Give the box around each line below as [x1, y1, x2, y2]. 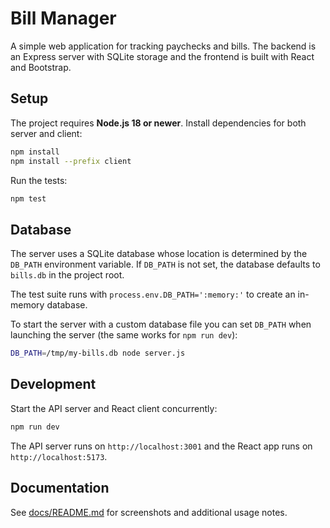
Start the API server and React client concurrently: [10, 402, 218, 414]
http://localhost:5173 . [10, 450, 108, 462]
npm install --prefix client [10, 156, 132, 166]
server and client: [10, 127, 83, 139]
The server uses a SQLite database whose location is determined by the [10, 248, 308, 260]
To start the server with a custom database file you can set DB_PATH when [10, 318, 312, 331]
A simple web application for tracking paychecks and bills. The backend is [10, 40, 317, 52]
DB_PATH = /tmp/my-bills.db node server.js [10, 348, 186, 359]
